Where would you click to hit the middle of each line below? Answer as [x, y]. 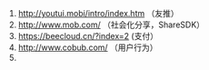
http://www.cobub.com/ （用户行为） [88, 47]
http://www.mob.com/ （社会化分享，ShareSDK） [111, 25]
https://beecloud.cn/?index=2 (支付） [88, 36]
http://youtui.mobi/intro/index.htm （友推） [98, 13]
